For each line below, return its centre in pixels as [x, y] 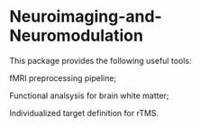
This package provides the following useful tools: [100, 60]
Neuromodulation [77, 36]
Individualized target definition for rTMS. [84, 113]
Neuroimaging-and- [86, 17]
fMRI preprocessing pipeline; [63, 77]
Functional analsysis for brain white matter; [89, 95]
